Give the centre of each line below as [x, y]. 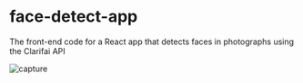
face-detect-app [74, 17]
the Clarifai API [37, 51]
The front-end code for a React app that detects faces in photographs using [151, 41]
